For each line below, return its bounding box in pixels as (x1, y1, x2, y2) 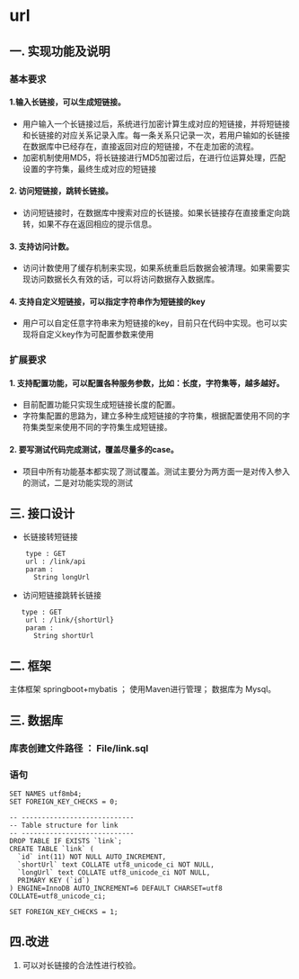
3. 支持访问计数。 (9, 240, 75, 252)
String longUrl (32, 573, 91, 582)
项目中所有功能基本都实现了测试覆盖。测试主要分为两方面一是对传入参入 (22, 465, 290, 477)
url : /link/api (25, 557, 87, 567)
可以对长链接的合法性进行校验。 (22, 959, 141, 970)
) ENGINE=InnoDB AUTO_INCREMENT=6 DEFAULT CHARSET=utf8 (9, 884, 223, 893)
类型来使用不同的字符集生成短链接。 (38, 422, 172, 433)
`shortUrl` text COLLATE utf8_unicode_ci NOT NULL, (17, 860, 215, 869)
